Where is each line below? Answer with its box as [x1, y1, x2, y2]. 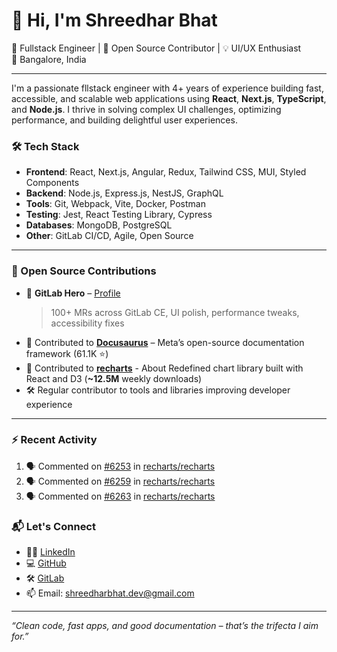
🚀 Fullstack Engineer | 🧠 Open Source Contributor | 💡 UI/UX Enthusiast [11, 42, 302, 54]
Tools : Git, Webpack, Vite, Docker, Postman [25, 198, 206, 210]
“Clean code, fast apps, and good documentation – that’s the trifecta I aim [11, 620, 319, 632]
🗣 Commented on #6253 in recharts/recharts [25, 460, 216, 472]
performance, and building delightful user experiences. [11, 114, 238, 126]
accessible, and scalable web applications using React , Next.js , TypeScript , [11, 92, 327, 104]
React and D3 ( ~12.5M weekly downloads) [25, 372, 203, 384]
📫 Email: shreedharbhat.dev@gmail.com [25, 587, 195, 599]
